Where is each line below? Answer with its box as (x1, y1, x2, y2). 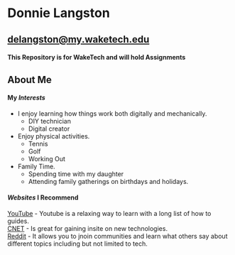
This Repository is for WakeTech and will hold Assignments (7, 53, 186, 62)
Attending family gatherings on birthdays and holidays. (28, 177, 189, 185)
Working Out (28, 154, 65, 163)
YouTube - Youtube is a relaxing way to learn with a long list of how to (7, 209, 212, 217)
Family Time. (17, 162, 55, 170)
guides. (7, 217, 30, 225)
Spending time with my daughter (28, 169, 124, 178)
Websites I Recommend (7, 193, 79, 202)
